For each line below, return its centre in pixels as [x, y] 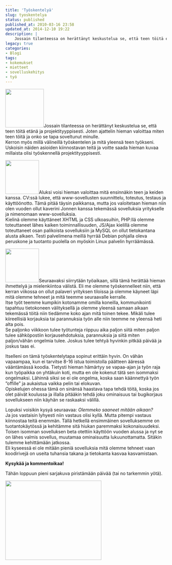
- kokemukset [19, 63]
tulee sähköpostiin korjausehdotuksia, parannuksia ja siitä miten [72, 335]
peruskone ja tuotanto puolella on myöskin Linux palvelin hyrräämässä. [80, 241]
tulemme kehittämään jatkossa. [38, 442]
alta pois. [15, 324]
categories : [18, 48]
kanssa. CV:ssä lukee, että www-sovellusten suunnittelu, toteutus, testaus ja [86, 197]
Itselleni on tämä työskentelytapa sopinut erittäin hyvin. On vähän [74, 356]
